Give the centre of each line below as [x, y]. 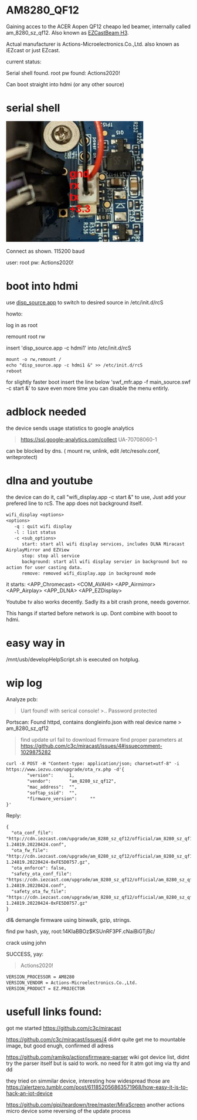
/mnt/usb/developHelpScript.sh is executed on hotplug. [73, 659]
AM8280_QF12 [43, 10]
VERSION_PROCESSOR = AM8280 [40, 977]
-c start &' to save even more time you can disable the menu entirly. [88, 388]
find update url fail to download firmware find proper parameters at [101, 739]
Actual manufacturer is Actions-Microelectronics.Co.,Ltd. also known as [93, 44]
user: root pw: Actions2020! [40, 262]
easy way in [36, 643]
